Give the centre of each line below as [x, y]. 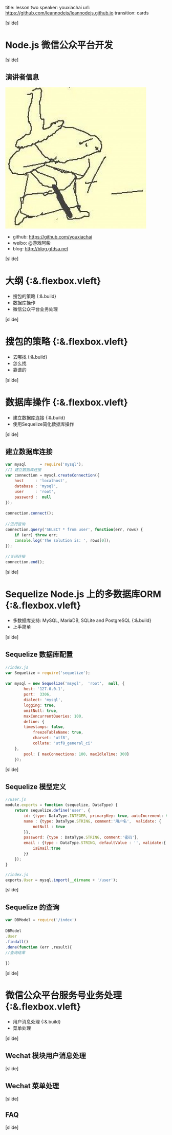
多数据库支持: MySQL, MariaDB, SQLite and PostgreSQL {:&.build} [82, 620]
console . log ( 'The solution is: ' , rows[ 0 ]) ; [63, 540]
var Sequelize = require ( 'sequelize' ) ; [48, 673]
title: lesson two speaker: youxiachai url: [48, 7]
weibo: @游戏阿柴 [32, 243]
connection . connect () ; [29, 514]
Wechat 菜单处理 [32, 1086]
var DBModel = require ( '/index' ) [41, 920]
